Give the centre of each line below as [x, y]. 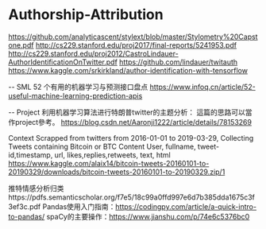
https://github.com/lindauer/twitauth [178, 62]
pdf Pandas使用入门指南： [72, 206]
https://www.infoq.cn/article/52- [202, 87]
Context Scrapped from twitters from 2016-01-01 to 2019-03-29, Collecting [131, 138]
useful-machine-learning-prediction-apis [75, 95]
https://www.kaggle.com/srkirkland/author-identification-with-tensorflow [128, 70]
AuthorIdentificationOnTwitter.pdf [63, 62]
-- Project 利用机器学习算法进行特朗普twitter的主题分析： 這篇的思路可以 [127, 112]
